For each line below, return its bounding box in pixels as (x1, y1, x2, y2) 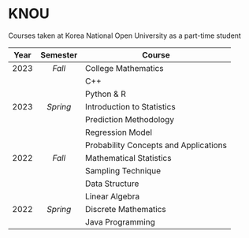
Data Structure (85, 178, 139, 189)
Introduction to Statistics (85, 101, 176, 112)
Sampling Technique (85, 165, 162, 176)
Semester (40, 49, 78, 60)
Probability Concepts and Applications (85, 139, 227, 151)
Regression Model (85, 127, 152, 138)
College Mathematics (85, 62, 164, 73)
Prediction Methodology (85, 113, 175, 125)
